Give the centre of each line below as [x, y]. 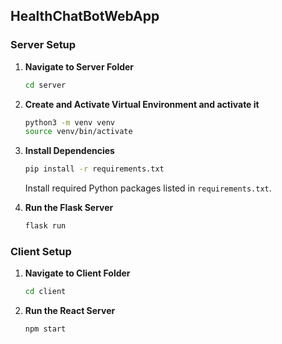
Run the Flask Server [69, 208]
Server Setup [43, 45]
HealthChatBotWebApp [85, 16]
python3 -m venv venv [70, 122]
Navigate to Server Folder [79, 66]
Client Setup [41, 251]
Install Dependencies [69, 151]
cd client [45, 292]
